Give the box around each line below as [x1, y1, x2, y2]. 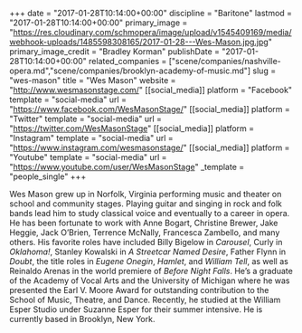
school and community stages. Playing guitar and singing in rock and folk [9, 198, 282, 209]
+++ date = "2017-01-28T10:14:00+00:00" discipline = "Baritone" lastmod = [9, 8, 292, 18]
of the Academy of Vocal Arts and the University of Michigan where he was [9, 275, 290, 286]
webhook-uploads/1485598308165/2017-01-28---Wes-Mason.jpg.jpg [9, 36, 269, 47]
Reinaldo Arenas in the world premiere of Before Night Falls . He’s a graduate [9, 266, 294, 276]
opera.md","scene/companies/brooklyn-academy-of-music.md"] [9, 65, 251, 76]
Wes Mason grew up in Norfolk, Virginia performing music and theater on [9, 189, 282, 199]
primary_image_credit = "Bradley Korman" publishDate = [9, 46, 220, 57]
